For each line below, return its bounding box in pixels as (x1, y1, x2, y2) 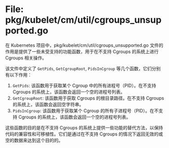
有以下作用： (5, 71, 32, 78)
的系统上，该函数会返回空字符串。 (12, 101, 84, 107)
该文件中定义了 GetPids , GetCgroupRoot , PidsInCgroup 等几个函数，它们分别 (5, 65, 161, 71)
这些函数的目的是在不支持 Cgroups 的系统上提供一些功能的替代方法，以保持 (5, 124, 163, 130)
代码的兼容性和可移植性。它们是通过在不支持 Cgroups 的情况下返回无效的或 (5, 131, 163, 137)
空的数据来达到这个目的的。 (5, 137, 63, 143)
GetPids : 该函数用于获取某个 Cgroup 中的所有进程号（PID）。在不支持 (12, 82, 156, 89)
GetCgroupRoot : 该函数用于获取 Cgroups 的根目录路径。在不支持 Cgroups (12, 95, 164, 101)
